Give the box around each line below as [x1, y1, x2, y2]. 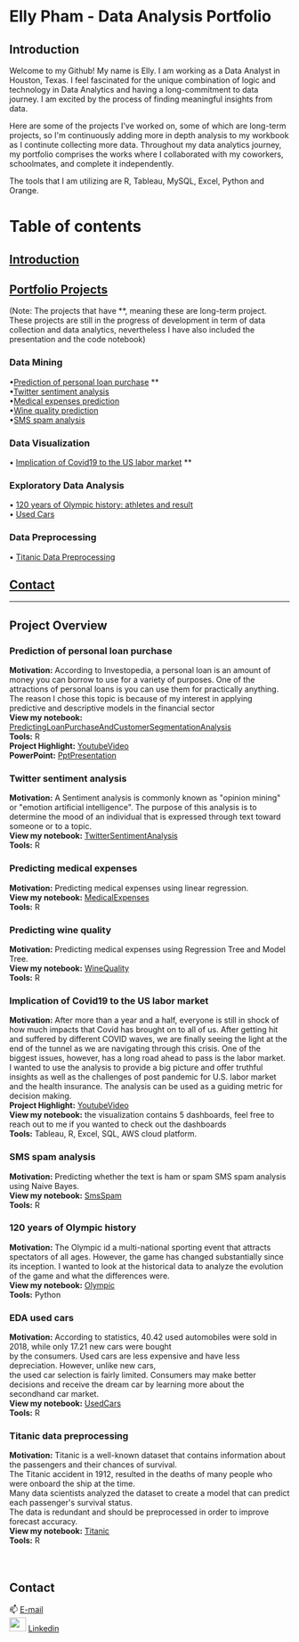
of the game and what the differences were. [9, 1270, 171, 1281]
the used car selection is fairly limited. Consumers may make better [9, 1370, 256, 1381]
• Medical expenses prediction [9, 395, 120, 406]
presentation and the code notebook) [9, 334, 146, 345]
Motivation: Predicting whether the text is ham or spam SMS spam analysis [9, 1170, 287, 1182]
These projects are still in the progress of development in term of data [9, 315, 266, 326]
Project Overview [9, 618, 108, 633]
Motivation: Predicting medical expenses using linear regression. [9, 883, 249, 893]
